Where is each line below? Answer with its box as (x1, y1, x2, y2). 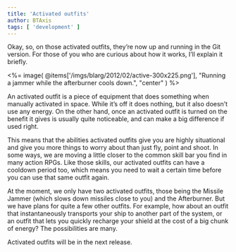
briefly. (7, 58, 28, 66)
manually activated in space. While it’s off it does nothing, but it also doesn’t (7, 100, 228, 108)
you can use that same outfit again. (7, 173, 110, 182)
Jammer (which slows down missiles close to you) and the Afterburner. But (7, 194, 225, 203)
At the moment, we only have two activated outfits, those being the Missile (7, 187, 224, 196)
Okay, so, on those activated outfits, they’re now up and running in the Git (7, 43, 221, 51)
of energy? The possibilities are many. (7, 225, 118, 233)
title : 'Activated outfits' (7, 10, 90, 18)
